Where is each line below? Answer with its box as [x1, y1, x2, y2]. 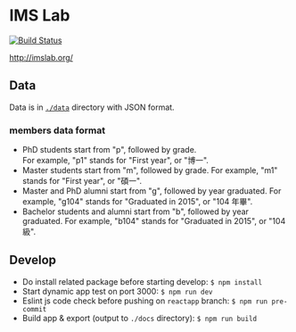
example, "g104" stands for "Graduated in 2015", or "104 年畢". [21, 196, 253, 207]
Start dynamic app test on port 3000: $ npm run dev [21, 286, 213, 296]
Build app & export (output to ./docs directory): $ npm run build [21, 312, 257, 323]
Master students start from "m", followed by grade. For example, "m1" [21, 165, 278, 176]
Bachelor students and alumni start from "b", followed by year [21, 206, 250, 217]
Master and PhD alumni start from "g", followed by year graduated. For [21, 186, 282, 196]
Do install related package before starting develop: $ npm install [21, 276, 263, 286]
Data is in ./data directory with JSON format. [9, 102, 176, 112]
